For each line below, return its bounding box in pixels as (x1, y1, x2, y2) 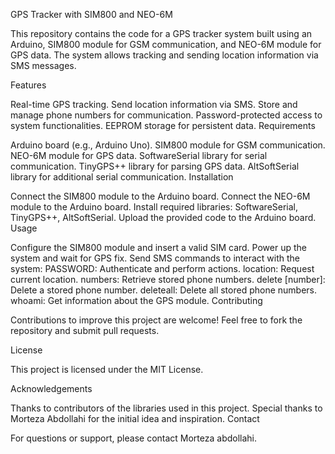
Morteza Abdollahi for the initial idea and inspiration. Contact (10, 413, 260, 424)
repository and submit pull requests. (10, 325, 160, 336)
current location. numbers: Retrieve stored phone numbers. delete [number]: (10, 274, 326, 285)
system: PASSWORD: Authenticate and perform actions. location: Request (10, 263, 315, 274)
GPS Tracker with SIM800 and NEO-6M (10, 9, 173, 20)
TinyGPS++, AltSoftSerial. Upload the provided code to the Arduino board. (10, 212, 317, 223)
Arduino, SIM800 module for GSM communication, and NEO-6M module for (10, 39, 322, 50)
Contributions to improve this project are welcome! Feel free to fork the (10, 314, 303, 326)
